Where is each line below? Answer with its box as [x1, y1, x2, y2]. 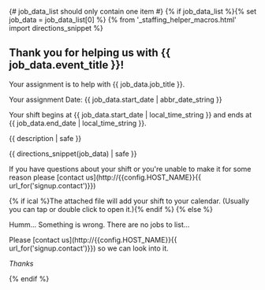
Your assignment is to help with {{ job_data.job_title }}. [9, 79, 185, 89]
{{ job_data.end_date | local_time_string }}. [9, 118, 147, 128]
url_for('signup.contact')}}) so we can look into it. [9, 244, 169, 253]
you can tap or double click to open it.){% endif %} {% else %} [9, 204, 214, 214]
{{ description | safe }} [9, 133, 82, 143]
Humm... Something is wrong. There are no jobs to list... [9, 220, 190, 229]
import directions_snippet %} [9, 24, 103, 32]
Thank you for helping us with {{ [9, 46, 171, 60]
